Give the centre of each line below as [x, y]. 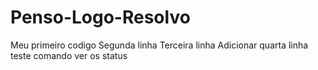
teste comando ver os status [69, 55]
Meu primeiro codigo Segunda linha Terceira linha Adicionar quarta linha [159, 45]
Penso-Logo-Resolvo [100, 17]
